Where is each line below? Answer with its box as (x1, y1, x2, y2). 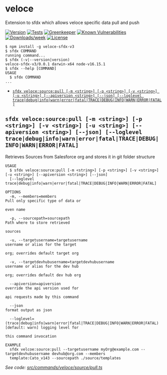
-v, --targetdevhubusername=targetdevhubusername (9, 259, 114, 265)
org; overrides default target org (5, 251, 79, 256)
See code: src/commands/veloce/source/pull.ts (5, 364, 103, 370)
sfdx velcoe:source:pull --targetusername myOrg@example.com (9, 347, 139, 352)
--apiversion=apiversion (9, 281, 61, 286)
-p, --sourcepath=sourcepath (9, 216, 70, 221)
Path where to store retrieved (5, 220, 70, 225)
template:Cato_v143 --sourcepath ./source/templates (9, 356, 121, 361)
